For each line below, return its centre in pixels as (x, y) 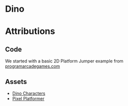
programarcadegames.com (33, 66)
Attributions (30, 32)
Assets (16, 82)
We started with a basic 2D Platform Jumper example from (64, 61)
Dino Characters (29, 93)
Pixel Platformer (28, 98)
